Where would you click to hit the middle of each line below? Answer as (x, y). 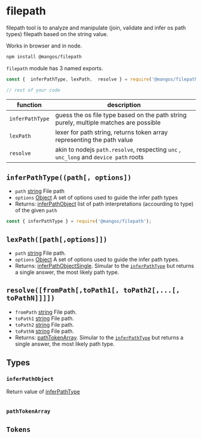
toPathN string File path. (44, 331)
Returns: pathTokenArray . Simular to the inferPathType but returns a (99, 337)
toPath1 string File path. (44, 318)
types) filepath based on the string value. (57, 34)
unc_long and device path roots (99, 157)
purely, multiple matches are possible (108, 123)
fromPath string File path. (46, 312)
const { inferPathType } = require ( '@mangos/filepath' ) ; (79, 221)
